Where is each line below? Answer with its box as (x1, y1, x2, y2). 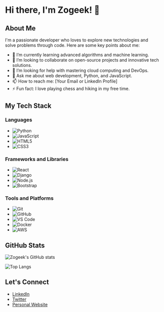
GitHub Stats (5, 241, 45, 250)
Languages (5, 117, 33, 124)
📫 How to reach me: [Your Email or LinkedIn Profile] (12, 78, 117, 84)
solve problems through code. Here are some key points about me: (5, 42, 140, 48)
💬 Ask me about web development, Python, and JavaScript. (12, 73, 132, 78)
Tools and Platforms (5, 194, 54, 201)
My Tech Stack (5, 102, 51, 110)
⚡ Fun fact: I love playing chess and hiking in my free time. (12, 86, 130, 92)
